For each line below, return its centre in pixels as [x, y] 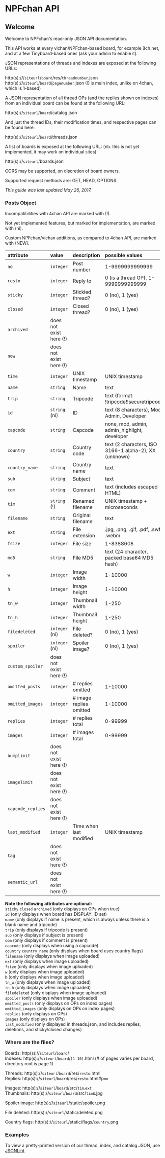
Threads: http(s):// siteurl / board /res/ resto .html [53, 1073]
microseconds [121, 507]
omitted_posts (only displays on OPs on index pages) [59, 1003]
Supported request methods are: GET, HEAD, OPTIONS [61, 180]
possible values [124, 256]
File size [82, 544]
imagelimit [20, 782]
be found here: [20, 127]
